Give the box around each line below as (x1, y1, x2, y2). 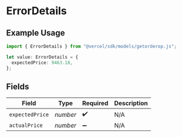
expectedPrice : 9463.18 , (11, 59, 73, 66)
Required (82, 99, 109, 107)
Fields (6, 81, 30, 91)
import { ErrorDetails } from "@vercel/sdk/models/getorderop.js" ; (6, 43, 177, 49)
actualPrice (9, 122, 43, 129)
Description (114, 99, 148, 107)
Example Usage (6, 28, 65, 38)
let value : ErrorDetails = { (6, 54, 79, 60)
